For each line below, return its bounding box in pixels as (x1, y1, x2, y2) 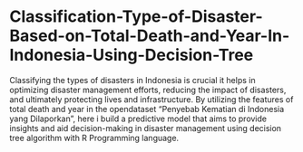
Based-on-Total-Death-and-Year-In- (9, 25, 290, 46)
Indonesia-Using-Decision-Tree (9, 45, 254, 65)
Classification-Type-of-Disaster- (9, 6, 263, 27)
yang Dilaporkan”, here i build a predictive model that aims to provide (9, 113, 268, 124)
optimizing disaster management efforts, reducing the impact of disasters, (9, 84, 287, 95)
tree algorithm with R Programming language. (9, 132, 180, 143)
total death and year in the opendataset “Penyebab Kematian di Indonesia (9, 103, 285, 114)
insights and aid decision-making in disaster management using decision (9, 122, 282, 133)
